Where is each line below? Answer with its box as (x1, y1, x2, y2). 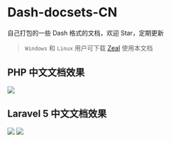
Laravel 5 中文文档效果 (7, 108, 107, 120)
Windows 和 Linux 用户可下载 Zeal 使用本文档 (24, 43, 153, 52)
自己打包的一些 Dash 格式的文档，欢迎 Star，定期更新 (7, 28, 165, 37)
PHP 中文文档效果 (7, 67, 85, 79)
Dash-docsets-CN (7, 4, 118, 21)
